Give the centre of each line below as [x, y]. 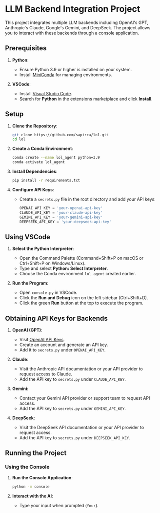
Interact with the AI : [32, 496]
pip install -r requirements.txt [46, 181]
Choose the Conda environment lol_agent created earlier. [78, 274]
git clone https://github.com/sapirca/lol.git [60, 135]
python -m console [31, 487]
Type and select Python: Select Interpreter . [64, 268]
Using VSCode [28, 237]
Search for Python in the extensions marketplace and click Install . [86, 99]
